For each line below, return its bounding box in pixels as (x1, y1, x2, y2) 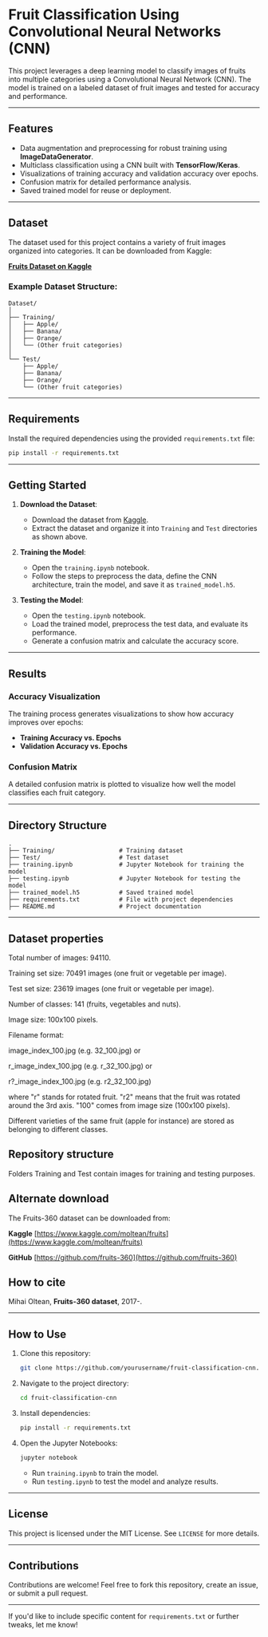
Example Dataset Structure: (8, 281, 118, 292)
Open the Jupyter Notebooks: (19, 1438, 118, 1448)
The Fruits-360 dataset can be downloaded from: (8, 1213, 171, 1223)
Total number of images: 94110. (8, 952, 112, 963)
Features (8, 122, 53, 136)
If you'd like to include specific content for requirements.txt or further (8, 1611, 239, 1621)
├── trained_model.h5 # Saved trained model (8, 888, 195, 897)
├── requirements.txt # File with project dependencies (8, 896, 234, 904)
